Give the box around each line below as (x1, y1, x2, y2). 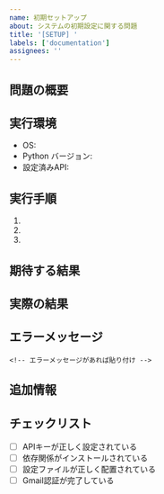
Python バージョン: (22, 150, 93, 162)
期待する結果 (9, 263, 81, 278)
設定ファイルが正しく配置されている (22, 464, 157, 475)
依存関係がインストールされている (22, 453, 149, 463)
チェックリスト (9, 416, 92, 431)
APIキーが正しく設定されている (22, 441, 137, 452)
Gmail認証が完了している (22, 475, 115, 486)
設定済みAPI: (22, 162, 70, 173)
